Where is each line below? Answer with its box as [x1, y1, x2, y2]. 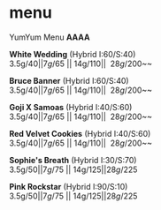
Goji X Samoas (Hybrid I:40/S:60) [9, 101, 133, 112]
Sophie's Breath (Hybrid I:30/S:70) [9, 154, 137, 165]
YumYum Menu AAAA [9, 32, 90, 42]
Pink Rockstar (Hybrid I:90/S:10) [9, 181, 128, 191]
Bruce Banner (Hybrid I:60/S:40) [9, 75, 130, 86]
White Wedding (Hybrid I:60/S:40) [9, 49, 136, 59]
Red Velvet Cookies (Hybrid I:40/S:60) [9, 128, 151, 139]
